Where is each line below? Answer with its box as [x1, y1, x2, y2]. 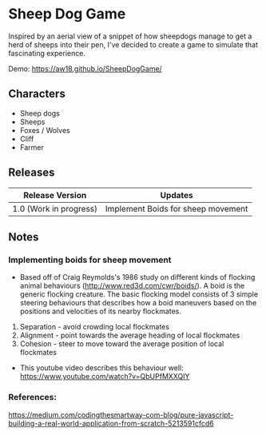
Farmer [19, 142, 44, 152]
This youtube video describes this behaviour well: [19, 363, 184, 373]
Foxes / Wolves [19, 125, 70, 135]
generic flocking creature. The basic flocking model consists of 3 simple [19, 289, 258, 299]
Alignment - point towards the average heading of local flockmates [19, 330, 240, 341]
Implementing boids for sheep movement [8, 254, 172, 265]
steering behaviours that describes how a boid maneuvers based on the [19, 298, 257, 308]
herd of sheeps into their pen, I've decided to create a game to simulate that [8, 39, 258, 49]
